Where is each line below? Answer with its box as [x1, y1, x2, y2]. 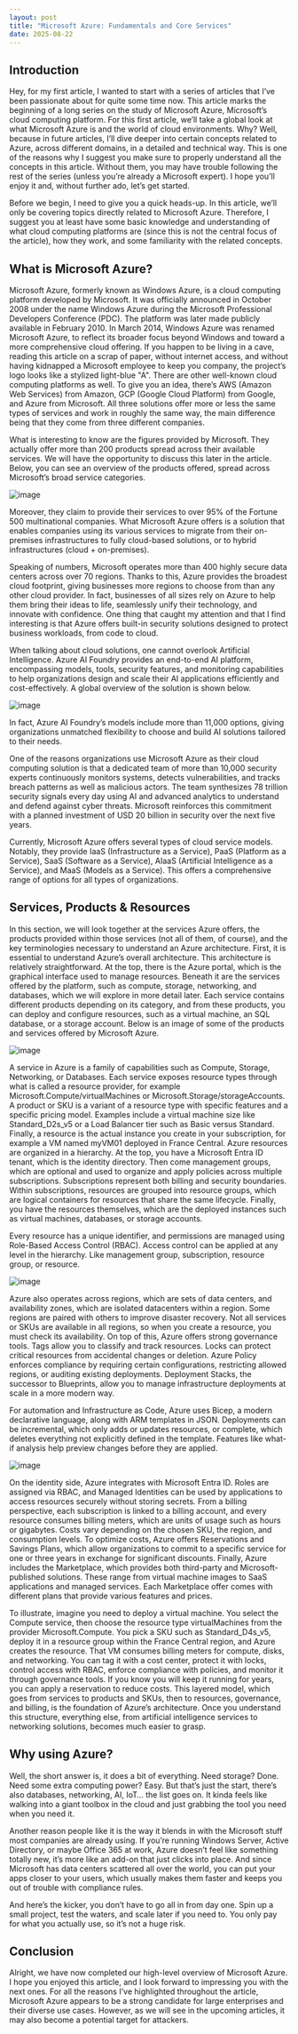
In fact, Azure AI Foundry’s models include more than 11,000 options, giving [9, 717, 285, 727]
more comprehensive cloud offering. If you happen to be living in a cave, [9, 341, 275, 352]
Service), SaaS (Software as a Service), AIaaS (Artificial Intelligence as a [9, 855, 273, 866]
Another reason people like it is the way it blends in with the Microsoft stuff [9, 1825, 283, 1836]
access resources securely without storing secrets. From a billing [9, 1495, 247, 1507]
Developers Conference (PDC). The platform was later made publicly [9, 313, 261, 324]
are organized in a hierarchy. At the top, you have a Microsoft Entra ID [9, 1147, 263, 1157]
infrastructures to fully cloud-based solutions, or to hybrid [44, 535, 257, 545]
